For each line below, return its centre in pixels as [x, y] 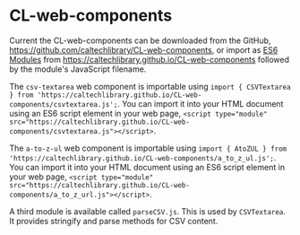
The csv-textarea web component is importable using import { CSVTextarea [150, 86]
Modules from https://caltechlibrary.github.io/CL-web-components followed [149, 59]
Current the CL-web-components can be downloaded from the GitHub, [140, 40]
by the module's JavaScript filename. [78, 69]
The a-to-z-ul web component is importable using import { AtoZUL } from [148, 148]
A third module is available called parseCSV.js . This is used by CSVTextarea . [148, 211]
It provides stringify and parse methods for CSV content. [114, 221]
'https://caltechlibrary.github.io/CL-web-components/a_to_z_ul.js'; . [143, 157]
